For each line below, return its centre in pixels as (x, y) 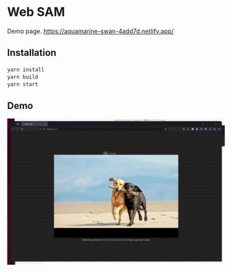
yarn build (23, 77)
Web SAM (36, 12)
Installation (32, 53)
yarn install (26, 70)
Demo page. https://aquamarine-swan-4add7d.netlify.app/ (90, 31)
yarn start (23, 84)
